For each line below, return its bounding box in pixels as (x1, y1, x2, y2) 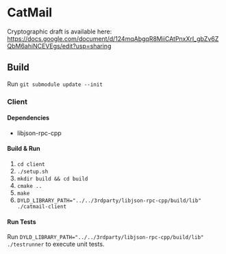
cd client (16, 161, 46, 168)
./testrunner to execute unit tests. (7, 240, 105, 249)
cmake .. (16, 183, 42, 190)
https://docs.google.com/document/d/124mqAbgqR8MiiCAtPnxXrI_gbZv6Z (7, 34, 219, 42)
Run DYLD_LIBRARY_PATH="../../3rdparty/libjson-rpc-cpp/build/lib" (7, 233, 204, 241)
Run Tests (7, 217, 36, 226)
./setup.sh (16, 169, 49, 175)
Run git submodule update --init (7, 80, 103, 88)
